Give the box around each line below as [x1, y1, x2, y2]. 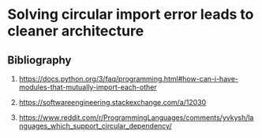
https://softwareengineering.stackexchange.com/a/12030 [18, 98, 207, 107]
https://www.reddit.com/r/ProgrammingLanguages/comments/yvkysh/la [18, 113, 254, 122]
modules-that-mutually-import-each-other [18, 82, 157, 92]
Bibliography [7, 53, 72, 67]
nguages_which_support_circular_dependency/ [18, 122, 172, 130]
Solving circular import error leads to [7, 5, 254, 24]
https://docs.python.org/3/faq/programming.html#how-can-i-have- [18, 74, 238, 83]
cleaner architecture [7, 22, 144, 40]
